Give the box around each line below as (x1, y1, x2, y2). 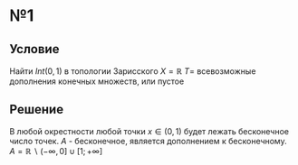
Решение (9, 102, 64, 117)
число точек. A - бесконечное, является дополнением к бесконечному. (9, 135, 287, 146)
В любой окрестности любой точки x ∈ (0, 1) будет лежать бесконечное (9, 125, 290, 136)
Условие (9, 41, 60, 57)
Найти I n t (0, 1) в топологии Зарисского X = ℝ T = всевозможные (9, 66, 256, 77)
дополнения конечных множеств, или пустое (9, 76, 185, 87)
